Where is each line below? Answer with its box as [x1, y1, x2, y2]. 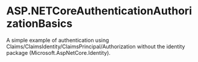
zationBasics [6, 17, 72, 30]
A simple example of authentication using [6, 36, 109, 44]
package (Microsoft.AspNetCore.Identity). [6, 49, 110, 56]
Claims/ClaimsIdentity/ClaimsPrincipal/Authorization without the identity [6, 43, 185, 50]
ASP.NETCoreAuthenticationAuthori [6, 4, 192, 18]
